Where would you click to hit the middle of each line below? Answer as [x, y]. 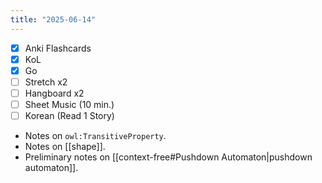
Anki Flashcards [58, 48]
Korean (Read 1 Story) [69, 115]
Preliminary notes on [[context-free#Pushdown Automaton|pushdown [168, 157]
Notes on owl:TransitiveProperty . [95, 136]
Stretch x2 [46, 82]
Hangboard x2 [54, 93]
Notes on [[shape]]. [65, 147]
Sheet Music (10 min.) [69, 104]
